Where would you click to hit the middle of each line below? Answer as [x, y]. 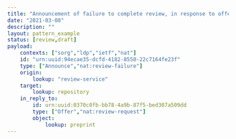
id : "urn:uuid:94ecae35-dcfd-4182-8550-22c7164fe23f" [100, 60]
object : [44, 118]
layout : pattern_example [44, 33]
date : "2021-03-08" [36, 20]
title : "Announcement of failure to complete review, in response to [111, 14]
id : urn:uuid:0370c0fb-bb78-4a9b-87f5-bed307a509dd [110, 105]
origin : [31, 72]
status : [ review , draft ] [42, 40]
